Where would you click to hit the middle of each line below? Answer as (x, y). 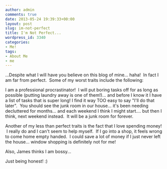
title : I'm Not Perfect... (33, 33)
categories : (17, 42)
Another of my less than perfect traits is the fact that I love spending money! (83, 126)
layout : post (19, 24)
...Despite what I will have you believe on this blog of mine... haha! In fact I (82, 75)
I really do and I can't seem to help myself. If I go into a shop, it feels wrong (84, 131)
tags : (11, 51)
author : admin (20, 10)
